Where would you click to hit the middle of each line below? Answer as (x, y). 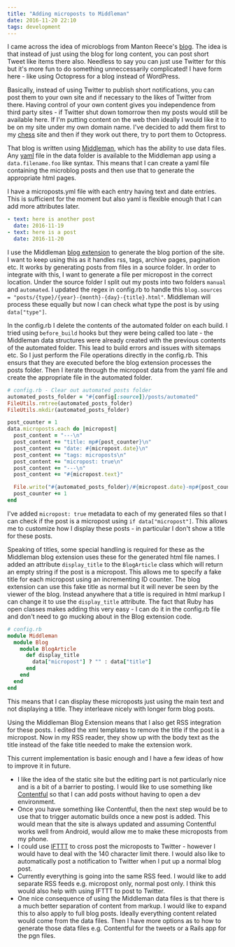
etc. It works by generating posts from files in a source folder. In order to (112, 267)
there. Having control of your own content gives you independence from (111, 105)
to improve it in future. (39, 766)
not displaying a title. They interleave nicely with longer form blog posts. (111, 709)
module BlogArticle (48, 649)
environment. (36, 801)
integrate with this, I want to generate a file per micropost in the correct (110, 275)
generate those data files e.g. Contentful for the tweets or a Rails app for (122, 928)
